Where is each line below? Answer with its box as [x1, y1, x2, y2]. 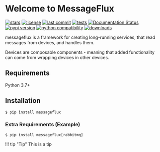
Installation [5, 96, 41, 105]
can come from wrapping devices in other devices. [5, 54, 109, 60]
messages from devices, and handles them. [5, 39, 95, 45]
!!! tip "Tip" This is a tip [5, 141, 52, 147]
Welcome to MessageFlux [5, 3, 114, 14]
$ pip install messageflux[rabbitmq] [5, 132, 83, 137]
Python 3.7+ [5, 82, 30, 88]
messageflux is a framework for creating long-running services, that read [5, 34, 156, 40]
